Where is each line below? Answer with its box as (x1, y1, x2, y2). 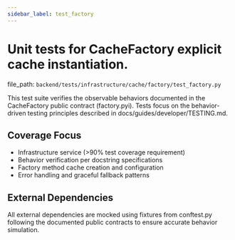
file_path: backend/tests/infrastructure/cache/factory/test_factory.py (7, 80, 221, 88)
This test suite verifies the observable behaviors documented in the (7, 93, 206, 102)
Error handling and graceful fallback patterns (17, 171, 150, 179)
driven (7, 108, 26, 118)
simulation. (7, 226, 40, 234)
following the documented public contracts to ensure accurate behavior (7, 218, 218, 226)
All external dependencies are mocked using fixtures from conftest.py (7, 211, 212, 219)
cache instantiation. (7, 56, 128, 72)
